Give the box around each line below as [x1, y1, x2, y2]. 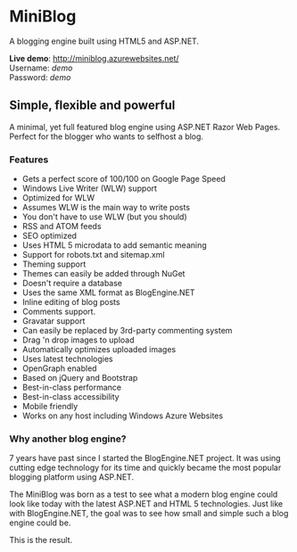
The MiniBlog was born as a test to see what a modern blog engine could [9, 489, 278, 500]
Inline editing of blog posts [21, 297, 120, 308]
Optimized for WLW [21, 193, 95, 203]
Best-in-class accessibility [21, 391, 120, 402]
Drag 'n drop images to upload [21, 334, 136, 345]
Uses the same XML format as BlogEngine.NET [21, 287, 195, 298]
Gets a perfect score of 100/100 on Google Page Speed [21, 174, 226, 185]
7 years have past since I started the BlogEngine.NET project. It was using [9, 453, 281, 464]
